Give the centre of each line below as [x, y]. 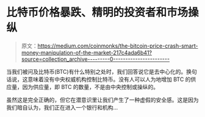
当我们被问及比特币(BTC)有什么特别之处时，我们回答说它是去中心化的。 [96, 71]
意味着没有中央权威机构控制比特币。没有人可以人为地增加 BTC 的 [109, 79]
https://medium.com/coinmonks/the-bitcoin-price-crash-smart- [118, 46]
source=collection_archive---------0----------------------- [95, 59]
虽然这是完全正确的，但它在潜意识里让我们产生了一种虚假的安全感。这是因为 [103, 100]
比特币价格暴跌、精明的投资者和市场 [97, 12]
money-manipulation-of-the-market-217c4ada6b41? [87, 52]
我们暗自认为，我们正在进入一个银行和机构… [62, 107]
